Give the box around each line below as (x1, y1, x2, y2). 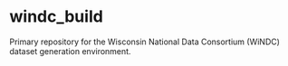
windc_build (9, 6, 104, 27)
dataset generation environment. (9, 45, 131, 56)
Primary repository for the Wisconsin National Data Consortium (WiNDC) (9, 36, 281, 47)
